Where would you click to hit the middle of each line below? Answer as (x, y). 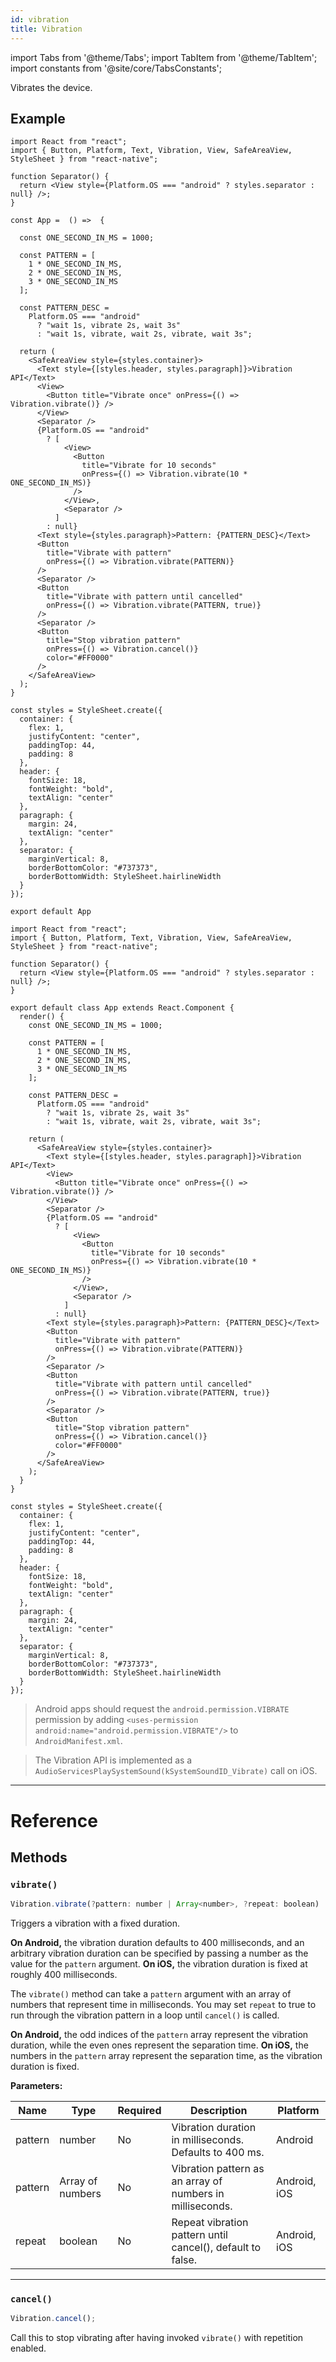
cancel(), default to (216, 2248)
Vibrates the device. (51, 87)
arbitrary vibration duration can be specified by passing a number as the (159, 1953)
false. (184, 2260)
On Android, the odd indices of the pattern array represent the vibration (159, 2035)
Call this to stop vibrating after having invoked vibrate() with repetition (157, 2338)
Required (139, 2111)
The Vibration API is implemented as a (113, 1760)
